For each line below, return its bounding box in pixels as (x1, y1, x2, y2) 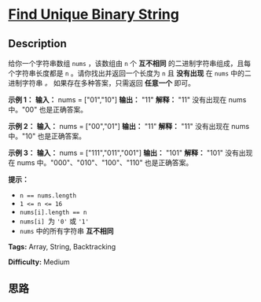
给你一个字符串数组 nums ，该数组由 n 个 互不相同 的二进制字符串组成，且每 (8, 59, 252, 68)
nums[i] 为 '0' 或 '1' (19, 216, 89, 226)
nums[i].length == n (19, 208, 87, 216)
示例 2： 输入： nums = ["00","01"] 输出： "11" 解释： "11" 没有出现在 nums (8, 122, 250, 131)
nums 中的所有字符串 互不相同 (19, 226, 114, 235)
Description (8, 37, 67, 50)
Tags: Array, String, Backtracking (8, 242, 116, 251)
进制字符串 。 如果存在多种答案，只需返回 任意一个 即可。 (8, 79, 195, 87)
